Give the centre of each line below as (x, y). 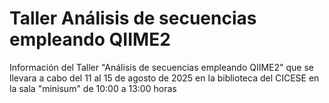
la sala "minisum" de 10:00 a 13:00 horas (93, 88)
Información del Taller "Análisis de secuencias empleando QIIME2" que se (162, 67)
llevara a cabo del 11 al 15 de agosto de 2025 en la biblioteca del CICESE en (164, 78)
